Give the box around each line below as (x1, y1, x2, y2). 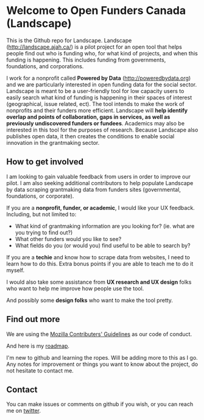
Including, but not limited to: (6, 211, 77, 218)
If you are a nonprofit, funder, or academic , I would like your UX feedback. (6, 204, 195, 211)
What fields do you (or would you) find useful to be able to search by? (15, 242, 191, 249)
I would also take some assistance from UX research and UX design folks (6, 278, 192, 285)
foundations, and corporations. (6, 62, 84, 70)
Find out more (6, 314, 60, 324)
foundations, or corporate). (6, 192, 74, 200)
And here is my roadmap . (6, 342, 70, 349)
